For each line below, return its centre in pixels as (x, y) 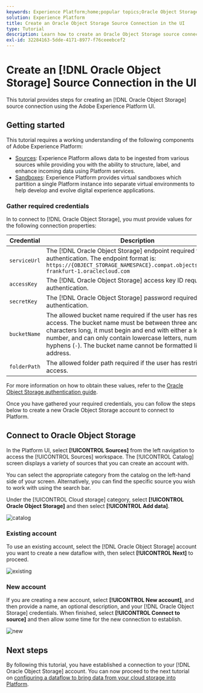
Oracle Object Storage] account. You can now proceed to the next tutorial (98, 671)
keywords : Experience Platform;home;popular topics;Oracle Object (92, 12)
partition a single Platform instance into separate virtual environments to (105, 184)
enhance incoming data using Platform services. (75, 171)
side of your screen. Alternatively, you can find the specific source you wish (101, 481)
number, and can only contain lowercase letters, (114, 338)
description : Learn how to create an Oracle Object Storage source (93, 35)
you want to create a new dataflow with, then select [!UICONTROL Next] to (100, 553)
